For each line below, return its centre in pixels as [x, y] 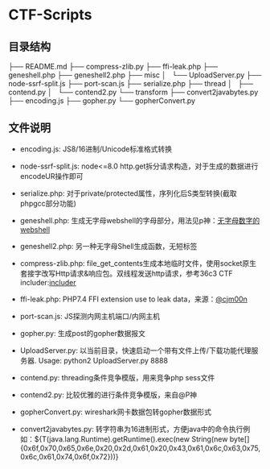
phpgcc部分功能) [48, 203]
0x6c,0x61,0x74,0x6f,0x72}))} [69, 456]
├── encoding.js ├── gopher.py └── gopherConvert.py [102, 101]
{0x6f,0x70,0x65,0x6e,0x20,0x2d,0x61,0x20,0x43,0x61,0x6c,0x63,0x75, [140, 448]
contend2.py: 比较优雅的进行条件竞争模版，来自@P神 [108, 394]
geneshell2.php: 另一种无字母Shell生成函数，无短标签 [108, 246]
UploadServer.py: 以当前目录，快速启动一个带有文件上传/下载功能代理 [135, 350]
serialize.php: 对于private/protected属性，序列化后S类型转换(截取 [128, 193]
